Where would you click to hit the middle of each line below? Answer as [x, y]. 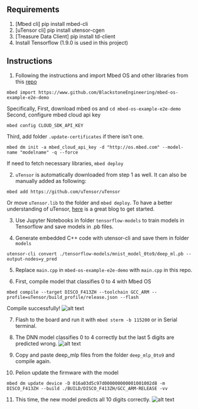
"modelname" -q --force [49, 152]
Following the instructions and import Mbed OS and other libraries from [102, 75]
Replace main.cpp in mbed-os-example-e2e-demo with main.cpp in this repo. [104, 270]
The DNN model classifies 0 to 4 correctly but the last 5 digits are [95, 337]
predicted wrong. [36, 343]
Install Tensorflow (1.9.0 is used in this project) [72, 42]
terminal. [26, 325]
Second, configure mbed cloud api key [54, 115]
